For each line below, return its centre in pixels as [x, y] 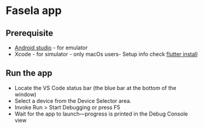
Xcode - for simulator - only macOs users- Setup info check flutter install [106, 54]
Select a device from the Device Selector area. [73, 100]
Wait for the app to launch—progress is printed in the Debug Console [101, 114]
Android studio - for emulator [51, 47]
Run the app [29, 73]
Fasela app [34, 11]
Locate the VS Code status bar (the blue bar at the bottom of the [95, 88]
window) [26, 94]
